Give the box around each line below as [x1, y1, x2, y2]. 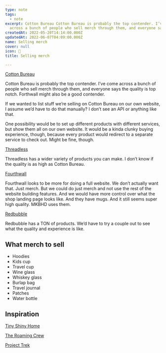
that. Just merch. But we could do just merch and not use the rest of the [5, 186, 152, 192]
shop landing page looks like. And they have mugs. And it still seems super [5, 196, 158, 202]
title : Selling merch [5, 53, 50, 58]
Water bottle [12, 296, 38, 302]
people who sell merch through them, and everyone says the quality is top [5, 86, 156, 92]
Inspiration [5, 310, 40, 318]
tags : [5, 12, 16, 17]
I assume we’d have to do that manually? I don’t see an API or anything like [5, 106, 157, 112]
